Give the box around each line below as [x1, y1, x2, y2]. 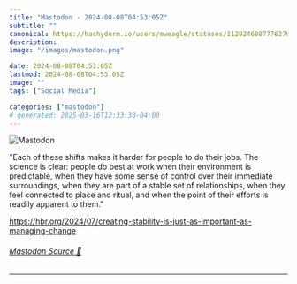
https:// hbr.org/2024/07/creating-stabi [9, 216, 150, 226]
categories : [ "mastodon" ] [9, 103, 104, 111]
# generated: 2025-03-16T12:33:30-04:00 [9, 111, 161, 119]
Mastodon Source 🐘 [9, 245, 82, 257]
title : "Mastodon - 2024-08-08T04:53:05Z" [9, 12, 168, 22]
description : [9, 37, 57, 47]
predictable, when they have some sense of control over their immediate [9, 171, 273, 181]
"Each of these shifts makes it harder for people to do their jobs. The [9, 152, 259, 163]
